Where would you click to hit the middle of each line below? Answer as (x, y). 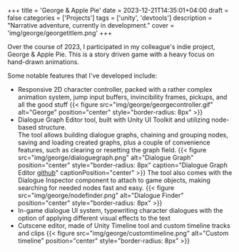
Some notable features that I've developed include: (82, 75)
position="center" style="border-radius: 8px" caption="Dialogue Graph (123, 165)
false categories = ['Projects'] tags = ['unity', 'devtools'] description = (110, 18)
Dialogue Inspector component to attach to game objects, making (114, 180)
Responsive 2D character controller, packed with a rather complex (115, 89)
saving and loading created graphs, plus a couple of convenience (114, 142)
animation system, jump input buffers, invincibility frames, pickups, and (122, 97)
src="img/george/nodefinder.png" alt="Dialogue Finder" (101, 195)
